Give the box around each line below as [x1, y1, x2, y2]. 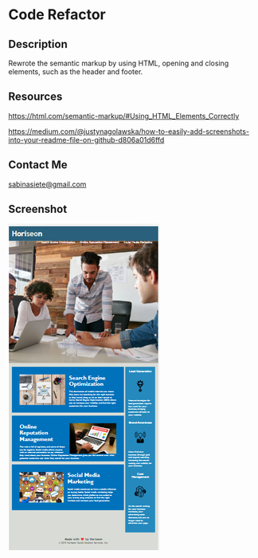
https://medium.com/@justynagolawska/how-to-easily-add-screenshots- [8, 126, 249, 136]
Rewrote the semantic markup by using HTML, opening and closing [8, 58, 229, 68]
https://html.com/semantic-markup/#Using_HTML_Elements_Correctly [8, 111, 240, 120]
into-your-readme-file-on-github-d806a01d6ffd [8, 135, 165, 144]
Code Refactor [8, 6, 106, 24]
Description [8, 37, 68, 51]
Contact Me [8, 158, 68, 172]
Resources [8, 90, 63, 104]
